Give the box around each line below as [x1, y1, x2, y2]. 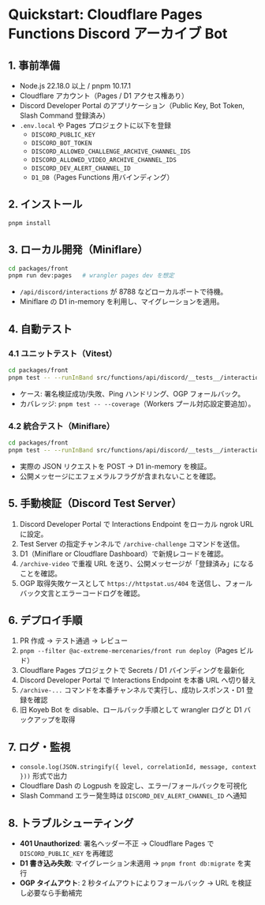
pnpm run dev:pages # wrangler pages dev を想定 [8, 272, 175, 280]
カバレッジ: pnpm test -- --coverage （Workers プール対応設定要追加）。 [19, 399, 256, 408]
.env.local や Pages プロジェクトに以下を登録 [19, 121, 172, 130]
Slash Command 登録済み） [19, 111, 110, 120]
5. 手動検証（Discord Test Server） [8, 497, 182, 510]
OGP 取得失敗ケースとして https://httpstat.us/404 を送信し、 [19, 578, 226, 588]
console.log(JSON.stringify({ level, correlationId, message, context [19, 764, 257, 772]
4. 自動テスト [8, 322, 73, 336]
